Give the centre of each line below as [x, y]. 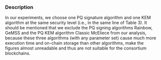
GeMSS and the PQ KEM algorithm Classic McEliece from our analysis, [76, 33]
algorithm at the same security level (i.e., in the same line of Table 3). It [76, 23]
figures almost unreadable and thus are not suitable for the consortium [76, 48]
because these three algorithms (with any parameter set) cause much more [81, 38]
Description [19, 7]
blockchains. [18, 53]
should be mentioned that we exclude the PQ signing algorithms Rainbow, [79, 28]
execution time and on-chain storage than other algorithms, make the [74, 43]
